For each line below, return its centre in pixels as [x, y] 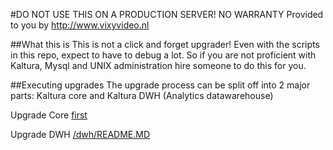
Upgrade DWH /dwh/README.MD [80, 134]
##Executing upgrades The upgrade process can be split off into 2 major [160, 85]
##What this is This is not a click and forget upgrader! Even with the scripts [165, 44]
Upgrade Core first [49, 115]
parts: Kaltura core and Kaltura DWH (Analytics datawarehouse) [142, 95]
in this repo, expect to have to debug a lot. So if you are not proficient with [163, 55]
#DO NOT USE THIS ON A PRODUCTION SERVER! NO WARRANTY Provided [167, 14]
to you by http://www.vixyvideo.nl [80, 25]
